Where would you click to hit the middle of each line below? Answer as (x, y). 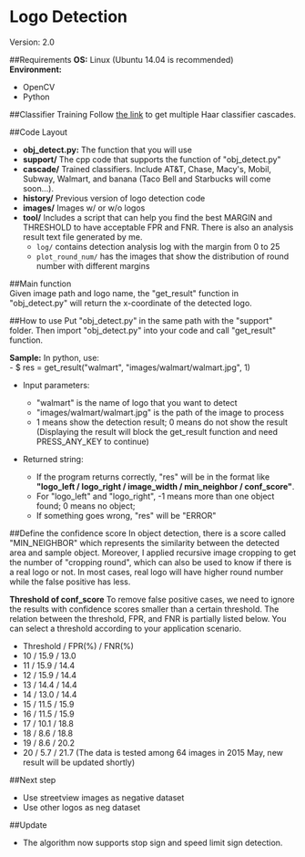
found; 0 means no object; (86, 506)
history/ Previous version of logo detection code (114, 198)
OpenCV (39, 87)
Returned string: (53, 459)
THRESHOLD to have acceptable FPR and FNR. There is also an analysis (158, 227)
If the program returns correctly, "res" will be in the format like (153, 477)
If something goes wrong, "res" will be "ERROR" (126, 515)
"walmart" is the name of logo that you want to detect (137, 402)
